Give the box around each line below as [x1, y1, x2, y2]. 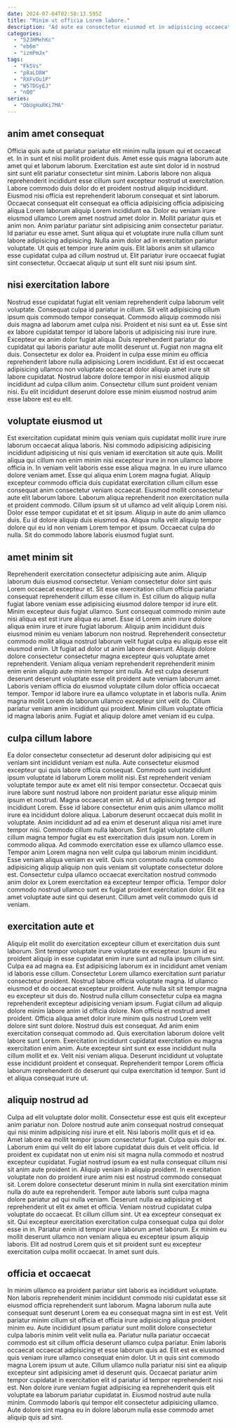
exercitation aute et [7, 920, 95, 932]
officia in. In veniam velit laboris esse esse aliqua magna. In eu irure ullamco [7, 463, 227, 472]
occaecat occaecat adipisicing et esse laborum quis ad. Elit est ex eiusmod [7, 1346, 225, 1354]
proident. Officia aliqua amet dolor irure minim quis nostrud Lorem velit [7, 1014, 212, 1022]
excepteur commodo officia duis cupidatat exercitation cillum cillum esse [7, 479, 218, 487]
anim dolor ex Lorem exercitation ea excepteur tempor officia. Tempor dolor [7, 877, 227, 886]
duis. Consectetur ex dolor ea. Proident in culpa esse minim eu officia [7, 349, 209, 359]
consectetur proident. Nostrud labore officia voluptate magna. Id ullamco [7, 977, 218, 985]
